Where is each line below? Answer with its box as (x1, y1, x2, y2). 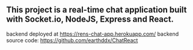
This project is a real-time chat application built (6, 5, 188, 15)
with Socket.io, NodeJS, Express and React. (6, 14, 174, 25)
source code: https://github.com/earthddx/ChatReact (6, 36, 138, 44)
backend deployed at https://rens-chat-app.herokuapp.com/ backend (6, 30, 179, 37)
